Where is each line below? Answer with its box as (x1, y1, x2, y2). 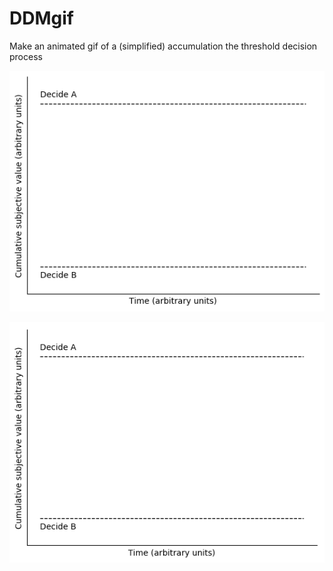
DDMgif (9, 7, 74, 30)
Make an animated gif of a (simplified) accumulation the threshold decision (9, 40, 318, 52)
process (9, 50, 43, 62)
